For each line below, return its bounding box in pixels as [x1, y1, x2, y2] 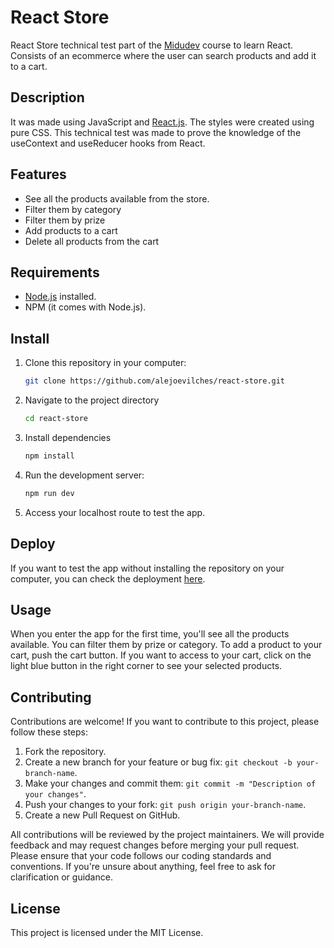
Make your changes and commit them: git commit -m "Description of [24, 777, 317, 790]
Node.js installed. [24, 291, 97, 303]
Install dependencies [24, 431, 112, 443]
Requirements [10, 264, 100, 281]
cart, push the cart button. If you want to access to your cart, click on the [10, 649, 312, 661]
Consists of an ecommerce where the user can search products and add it [10, 49, 317, 61]
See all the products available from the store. [24, 192, 210, 205]
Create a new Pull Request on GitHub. [24, 809, 181, 821]
